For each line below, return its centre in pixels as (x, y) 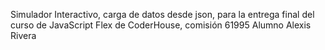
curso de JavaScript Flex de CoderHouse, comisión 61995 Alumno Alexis (161, 25)
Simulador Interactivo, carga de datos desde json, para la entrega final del (162, 14)
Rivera (23, 35)
